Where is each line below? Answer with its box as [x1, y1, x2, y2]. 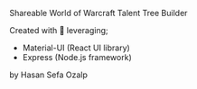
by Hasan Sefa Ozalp [9, 69, 88, 80]
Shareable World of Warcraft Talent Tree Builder [9, 8, 188, 18]
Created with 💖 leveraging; [9, 25, 108, 35]
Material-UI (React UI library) [22, 42, 131, 53]
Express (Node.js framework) [22, 52, 133, 62]
